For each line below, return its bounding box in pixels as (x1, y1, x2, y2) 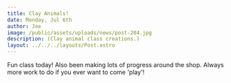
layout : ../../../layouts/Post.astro (7, 42, 115, 49)
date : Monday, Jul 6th (7, 16, 72, 23)
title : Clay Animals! (7, 10, 69, 17)
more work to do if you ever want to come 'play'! (7, 68, 145, 76)
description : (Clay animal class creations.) (7, 36, 140, 43)
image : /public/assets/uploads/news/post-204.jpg (7, 29, 153, 36)
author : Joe (7, 23, 41, 29)
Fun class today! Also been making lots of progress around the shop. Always (7, 61, 224, 69)
